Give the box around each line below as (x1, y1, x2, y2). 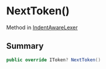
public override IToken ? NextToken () (6, 57, 101, 63)
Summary (6, 41, 44, 51)
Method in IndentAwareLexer (6, 24, 78, 31)
